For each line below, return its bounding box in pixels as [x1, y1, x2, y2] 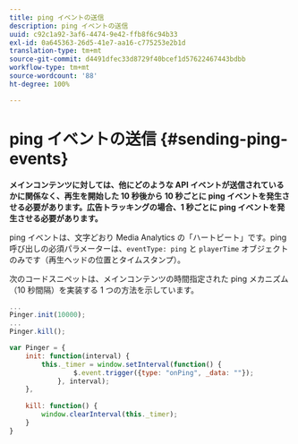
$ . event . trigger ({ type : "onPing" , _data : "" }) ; [72, 368, 254, 377]
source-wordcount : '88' [9, 72, 98, 81]
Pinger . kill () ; [9, 328, 66, 337]
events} [9, 149, 69, 168]
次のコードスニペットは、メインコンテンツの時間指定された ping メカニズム [9, 273, 289, 284]
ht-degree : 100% [9, 80, 70, 89]
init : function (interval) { [25, 351, 130, 361]
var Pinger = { [9, 344, 66, 353]
